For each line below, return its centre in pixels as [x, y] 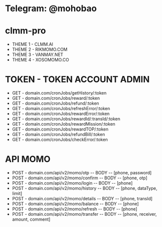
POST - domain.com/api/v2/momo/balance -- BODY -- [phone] [75, 204]
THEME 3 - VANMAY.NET [37, 55]
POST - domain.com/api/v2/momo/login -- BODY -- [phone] [72, 183]
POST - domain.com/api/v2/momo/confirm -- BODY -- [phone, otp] [80, 178]
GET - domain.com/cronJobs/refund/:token [55, 103]
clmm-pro [26, 31]
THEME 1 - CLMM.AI [33, 44]
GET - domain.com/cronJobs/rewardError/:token [61, 114]
